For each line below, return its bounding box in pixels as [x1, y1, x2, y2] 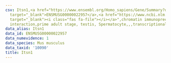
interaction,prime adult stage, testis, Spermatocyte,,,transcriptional [10, 21, 167, 27]
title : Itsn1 [5, 50, 33, 55]
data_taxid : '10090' [5, 45, 49, 50]
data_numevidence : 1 [5, 36, 49, 41]
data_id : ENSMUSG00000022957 [5, 31, 67, 36]
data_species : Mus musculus [5, 41, 65, 46]
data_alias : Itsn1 [5, 26, 44, 31]
